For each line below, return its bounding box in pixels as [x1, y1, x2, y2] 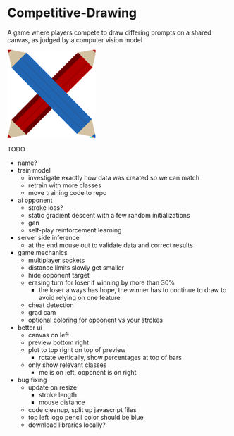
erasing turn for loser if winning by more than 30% [27, 278, 175, 287]
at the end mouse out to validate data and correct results [27, 241, 194, 249]
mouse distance [38, 398, 86, 406]
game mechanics [17, 248, 68, 256]
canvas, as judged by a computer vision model [7, 35, 143, 44]
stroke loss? [27, 203, 63, 212]
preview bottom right [27, 338, 90, 347]
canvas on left [27, 330, 70, 339]
